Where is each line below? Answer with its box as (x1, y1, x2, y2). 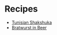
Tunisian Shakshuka (11, 19, 52, 25)
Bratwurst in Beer (11, 24, 47, 30)
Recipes (4, 3, 38, 15)
